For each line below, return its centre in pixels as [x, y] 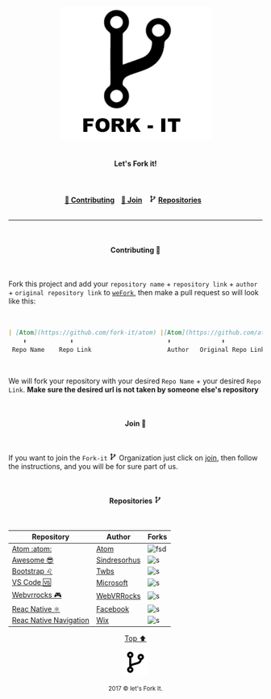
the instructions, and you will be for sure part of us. [94, 466]
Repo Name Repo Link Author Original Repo [129, 349]
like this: [22, 301]
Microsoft [112, 582]
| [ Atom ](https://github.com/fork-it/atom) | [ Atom [95, 333]
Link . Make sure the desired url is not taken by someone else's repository [134, 389]
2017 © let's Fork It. [135, 688]
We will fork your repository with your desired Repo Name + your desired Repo [135, 381]
